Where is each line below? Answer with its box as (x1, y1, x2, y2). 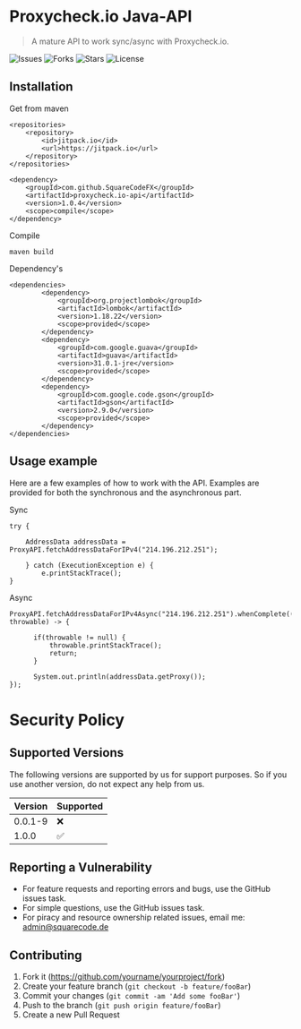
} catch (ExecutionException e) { (25, 561, 154, 570)
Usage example (9, 454, 99, 469)
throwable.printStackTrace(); (48, 640, 163, 650)
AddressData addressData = (25, 537, 126, 546)
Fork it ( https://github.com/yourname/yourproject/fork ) (21, 972, 226, 982)
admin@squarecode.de (21, 922, 109, 932)
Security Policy (9, 709, 125, 730)
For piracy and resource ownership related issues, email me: (21, 912, 245, 923)
